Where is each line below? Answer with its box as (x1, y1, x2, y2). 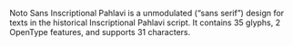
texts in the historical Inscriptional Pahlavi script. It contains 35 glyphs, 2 (9, 17, 280, 28)
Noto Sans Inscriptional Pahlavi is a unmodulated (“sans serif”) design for (9, 8, 285, 18)
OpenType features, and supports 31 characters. (9, 27, 191, 37)
